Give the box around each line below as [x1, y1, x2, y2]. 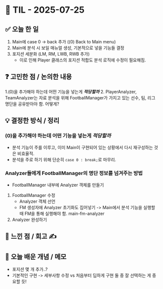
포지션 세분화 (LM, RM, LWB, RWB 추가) [12, 51, 90, 57]
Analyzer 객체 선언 [19, 198, 56, 204]
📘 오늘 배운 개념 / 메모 [5, 252, 67, 261]
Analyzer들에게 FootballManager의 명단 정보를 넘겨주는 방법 [5, 170, 143, 177]
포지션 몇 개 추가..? [12, 267, 48, 272]
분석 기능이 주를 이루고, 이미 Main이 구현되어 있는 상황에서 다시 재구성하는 [12, 144, 153, 150]
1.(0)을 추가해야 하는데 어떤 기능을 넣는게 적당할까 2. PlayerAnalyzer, [5, 89, 137, 95]
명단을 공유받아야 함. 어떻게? [5, 101, 59, 107]
